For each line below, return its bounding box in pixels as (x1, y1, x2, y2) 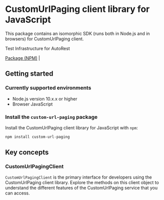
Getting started (5, 70, 54, 78)
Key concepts (5, 148, 49, 157)
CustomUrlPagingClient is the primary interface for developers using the (5, 174, 153, 180)
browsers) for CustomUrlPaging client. (5, 36, 84, 42)
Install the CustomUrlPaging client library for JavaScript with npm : (5, 124, 138, 130)
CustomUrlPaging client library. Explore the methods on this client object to (5, 180, 159, 186)
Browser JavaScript (12, 101, 53, 107)
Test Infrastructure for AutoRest (5, 45, 70, 51)
